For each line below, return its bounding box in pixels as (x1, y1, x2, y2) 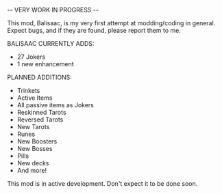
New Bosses (16, 145, 53, 152)
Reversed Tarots (16, 115, 64, 124)
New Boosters (16, 137, 58, 145)
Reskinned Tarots (16, 109, 66, 116)
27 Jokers (16, 53, 46, 61)
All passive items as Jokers (16, 101, 94, 109)
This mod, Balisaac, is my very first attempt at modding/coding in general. (7, 19, 216, 27)
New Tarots (16, 123, 50, 130)
